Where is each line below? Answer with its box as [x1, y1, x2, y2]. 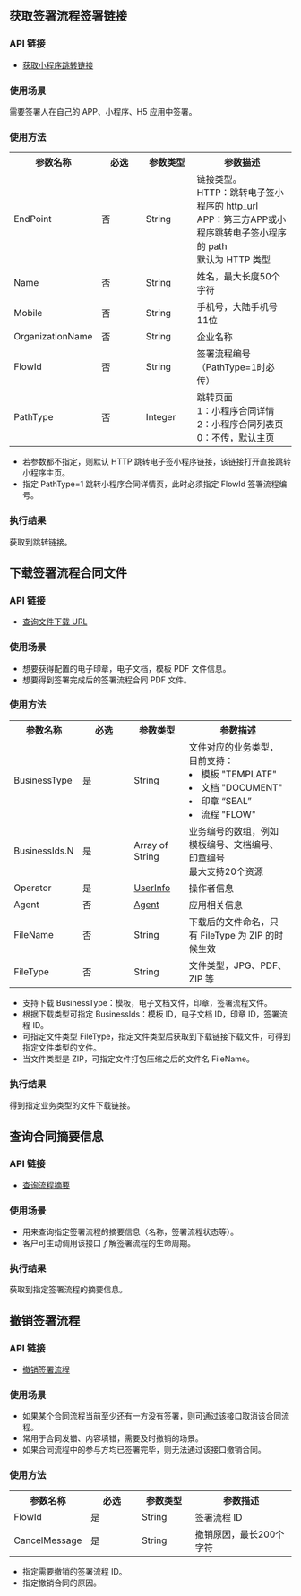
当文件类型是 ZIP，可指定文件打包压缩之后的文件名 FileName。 [21, 1053, 255, 1064]
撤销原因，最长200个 [194, 1528, 285, 1540]
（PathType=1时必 [196, 361, 275, 373]
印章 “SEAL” [201, 794, 253, 807]
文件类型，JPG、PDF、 [188, 959, 288, 972]
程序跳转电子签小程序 [196, 227, 287, 239]
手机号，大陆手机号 [196, 301, 278, 313]
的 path [196, 240, 228, 253]
